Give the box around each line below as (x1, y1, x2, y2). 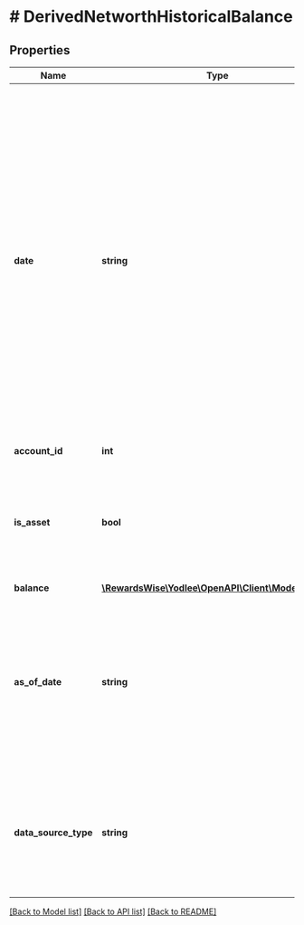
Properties (9, 43, 71, 58)
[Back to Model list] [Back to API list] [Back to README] (9, 906, 217, 917)
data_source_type (14, 826, 93, 839)
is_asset (14, 516, 51, 528)
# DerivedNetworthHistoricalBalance (9, 6, 293, 27)
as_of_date (14, 676, 62, 688)
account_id (14, 445, 63, 457)
